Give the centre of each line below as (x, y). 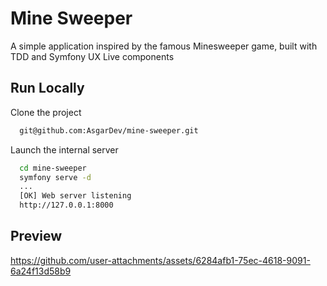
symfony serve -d (55, 177)
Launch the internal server (64, 149)
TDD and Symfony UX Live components (92, 56)
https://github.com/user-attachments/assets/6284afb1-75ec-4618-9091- (160, 260)
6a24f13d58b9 (41, 271)
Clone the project (46, 112)
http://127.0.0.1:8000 (66, 205)
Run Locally (47, 88)
